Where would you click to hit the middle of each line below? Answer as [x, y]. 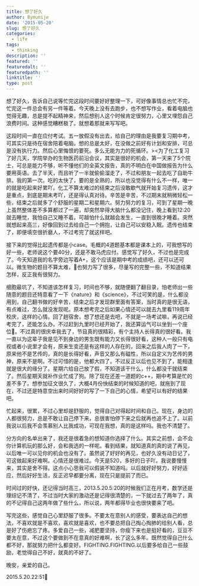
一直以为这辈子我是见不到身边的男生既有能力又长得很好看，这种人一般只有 [97, 339]
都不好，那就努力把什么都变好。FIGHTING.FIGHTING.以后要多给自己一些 [95, 545]
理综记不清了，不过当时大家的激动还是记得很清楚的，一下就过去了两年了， [97, 495]
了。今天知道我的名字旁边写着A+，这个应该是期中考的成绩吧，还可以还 [93, 259]
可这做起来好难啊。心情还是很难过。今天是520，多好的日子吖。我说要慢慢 [97, 461]
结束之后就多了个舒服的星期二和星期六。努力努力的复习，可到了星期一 [102, 203]
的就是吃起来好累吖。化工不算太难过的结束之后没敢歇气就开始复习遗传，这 [97, 188]
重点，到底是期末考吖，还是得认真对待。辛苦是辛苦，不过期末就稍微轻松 [99, 195]
